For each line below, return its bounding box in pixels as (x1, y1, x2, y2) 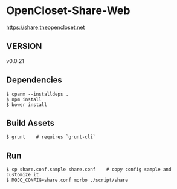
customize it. (6, 172, 42, 178)
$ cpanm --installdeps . (6, 91, 69, 97)
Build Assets (6, 118, 55, 128)
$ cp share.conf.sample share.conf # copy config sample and (6, 167, 172, 173)
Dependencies (6, 75, 62, 85)
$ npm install (6, 96, 42, 102)
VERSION (6, 41, 42, 51)
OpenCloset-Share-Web (6, 4, 130, 18)
